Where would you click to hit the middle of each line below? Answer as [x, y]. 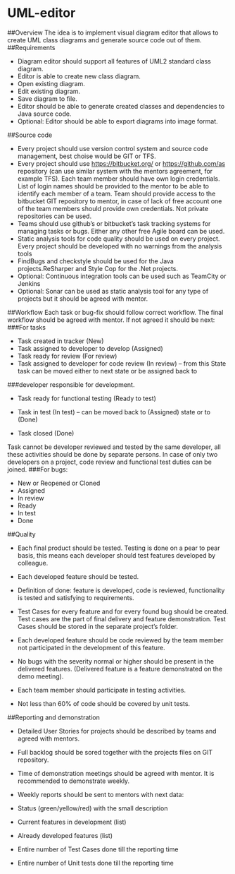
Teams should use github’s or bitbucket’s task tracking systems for [114, 223]
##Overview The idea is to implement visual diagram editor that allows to [113, 32]
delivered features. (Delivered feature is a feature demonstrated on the [120, 669]
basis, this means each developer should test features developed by [116, 555]
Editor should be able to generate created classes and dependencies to [121, 106]
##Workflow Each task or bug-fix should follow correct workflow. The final [115, 312]
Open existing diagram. [51, 83]
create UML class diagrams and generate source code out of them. [104, 40]
